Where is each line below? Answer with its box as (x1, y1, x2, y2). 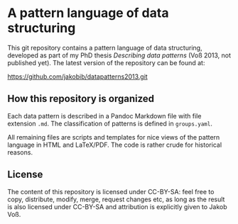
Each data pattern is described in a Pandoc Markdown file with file (7, 111, 202, 120)
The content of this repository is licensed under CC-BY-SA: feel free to (7, 187, 215, 196)
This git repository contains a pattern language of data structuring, (7, 43, 202, 52)
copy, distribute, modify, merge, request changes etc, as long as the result (7, 195, 225, 203)
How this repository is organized (7, 93, 155, 105)
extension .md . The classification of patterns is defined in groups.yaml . (7, 119, 213, 128)
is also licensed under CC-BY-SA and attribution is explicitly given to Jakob (7, 202, 227, 211)
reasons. (7, 147, 33, 157)
